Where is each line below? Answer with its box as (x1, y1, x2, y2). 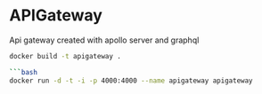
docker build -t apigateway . (9, 51, 122, 60)
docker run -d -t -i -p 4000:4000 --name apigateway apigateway (9, 76, 253, 85)
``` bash (9, 67, 38, 76)
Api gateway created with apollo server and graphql (9, 35, 200, 45)
